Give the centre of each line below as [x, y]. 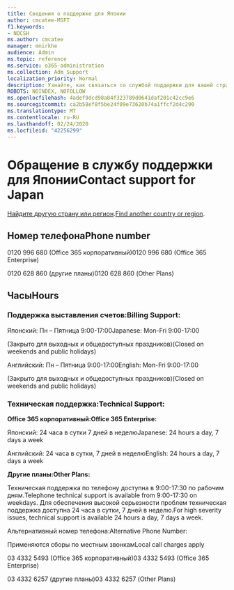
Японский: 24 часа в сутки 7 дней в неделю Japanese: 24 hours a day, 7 [113, 432]
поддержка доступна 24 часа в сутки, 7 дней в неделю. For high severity [114, 510]
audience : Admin [31, 53]
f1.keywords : [26, 27]
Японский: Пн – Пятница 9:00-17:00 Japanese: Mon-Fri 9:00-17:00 [103, 330]
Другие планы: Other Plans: [49, 474]
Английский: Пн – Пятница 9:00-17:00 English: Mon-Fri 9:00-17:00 [103, 365]
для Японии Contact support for [102, 180]
